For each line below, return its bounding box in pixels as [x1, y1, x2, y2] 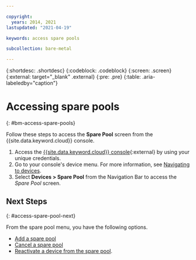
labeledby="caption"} [6, 80, 58, 87]
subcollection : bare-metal [6, 46, 72, 52]
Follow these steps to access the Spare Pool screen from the [6, 131, 153, 138]
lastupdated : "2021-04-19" [6, 25, 72, 31]
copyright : [6, 13, 33, 19]
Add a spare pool [14, 235, 57, 242]
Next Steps [6, 197, 47, 207]
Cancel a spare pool [14, 241, 63, 248]
